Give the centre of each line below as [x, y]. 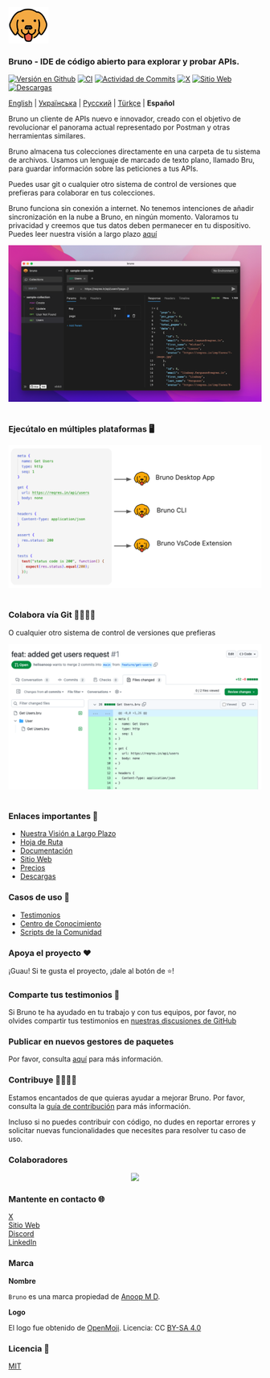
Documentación [46, 850]
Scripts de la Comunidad [61, 932]
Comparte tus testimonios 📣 [64, 995]
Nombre [22, 1281]
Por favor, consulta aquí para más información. [86, 1059]
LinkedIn [22, 1243]
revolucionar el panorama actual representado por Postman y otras [119, 127]
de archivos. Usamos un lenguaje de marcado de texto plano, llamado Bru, [132, 160]
